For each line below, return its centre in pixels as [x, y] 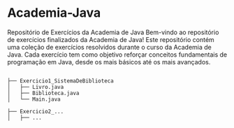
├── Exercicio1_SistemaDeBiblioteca [60, 81]
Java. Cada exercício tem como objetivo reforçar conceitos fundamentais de [117, 55]
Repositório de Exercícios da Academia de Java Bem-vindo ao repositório [113, 32]
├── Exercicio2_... [36, 111]
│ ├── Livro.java [36, 87]
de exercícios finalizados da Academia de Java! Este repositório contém [111, 39]
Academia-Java [54, 13]
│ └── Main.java [34, 99]
